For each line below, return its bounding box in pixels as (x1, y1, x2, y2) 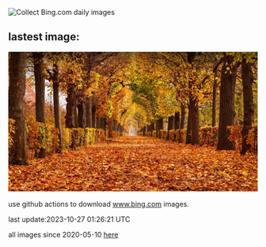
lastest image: (8, 30, 80, 43)
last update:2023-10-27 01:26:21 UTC (8, 215, 131, 224)
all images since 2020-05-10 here (8, 230, 119, 240)
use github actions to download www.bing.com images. (8, 200, 190, 209)
